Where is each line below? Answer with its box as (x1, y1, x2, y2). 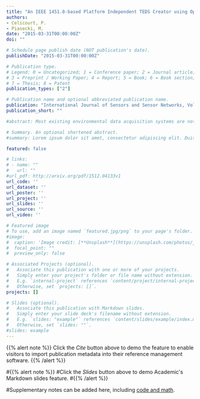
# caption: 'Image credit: (6, 240, 76, 245)
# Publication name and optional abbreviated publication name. (6, 97, 169, 103)
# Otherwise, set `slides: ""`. (6, 322, 92, 328)
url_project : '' (6, 195, 46, 201)
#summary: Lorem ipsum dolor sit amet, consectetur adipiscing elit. (6, 135, 183, 141)
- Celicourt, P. (6, 20, 46, 26)
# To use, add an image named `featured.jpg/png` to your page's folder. (6, 228, 193, 234)
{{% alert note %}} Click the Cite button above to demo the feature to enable (6, 344, 194, 351)
